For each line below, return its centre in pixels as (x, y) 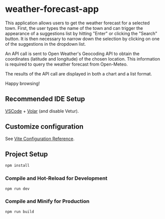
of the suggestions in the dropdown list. (46, 44)
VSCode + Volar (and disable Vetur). (42, 111)
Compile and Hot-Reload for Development (56, 178)
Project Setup (27, 154)
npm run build (20, 212)
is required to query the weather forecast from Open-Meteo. (66, 64)
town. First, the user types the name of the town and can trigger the (74, 28)
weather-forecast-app (52, 9)
